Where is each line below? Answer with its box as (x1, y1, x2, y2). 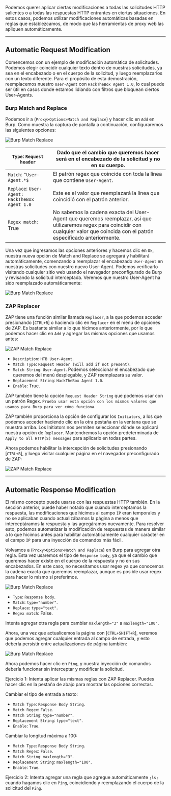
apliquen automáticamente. (5, 26, 63, 32)
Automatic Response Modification (5, 485, 116, 494)
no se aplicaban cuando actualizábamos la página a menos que (5, 516, 138, 522)
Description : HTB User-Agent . (12, 356, 74, 362)
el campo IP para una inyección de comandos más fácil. (5, 537, 123, 543)
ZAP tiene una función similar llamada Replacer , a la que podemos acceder (5, 314, 162, 320)
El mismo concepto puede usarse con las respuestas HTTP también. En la (5, 499, 160, 505)
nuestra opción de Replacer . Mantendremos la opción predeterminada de (5, 430, 159, 436)
